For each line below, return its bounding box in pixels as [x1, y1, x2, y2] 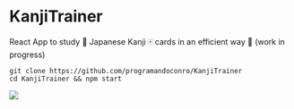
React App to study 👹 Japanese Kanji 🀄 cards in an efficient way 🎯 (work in [9, 36, 285, 46]
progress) [9, 49, 46, 60]
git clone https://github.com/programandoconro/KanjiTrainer [9, 66, 243, 75]
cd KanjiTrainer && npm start [9, 74, 123, 83]
